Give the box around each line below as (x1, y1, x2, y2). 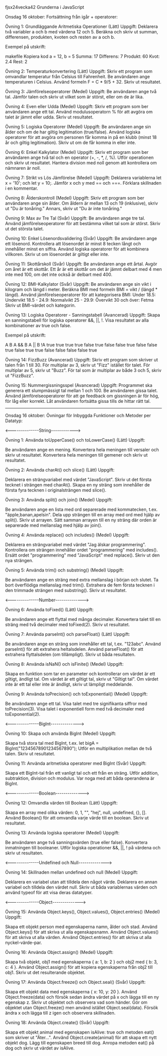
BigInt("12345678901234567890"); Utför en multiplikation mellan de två (5, 745, 153, 751)
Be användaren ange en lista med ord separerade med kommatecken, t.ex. (5, 506, 158, 512)
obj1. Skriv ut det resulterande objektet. (5, 969, 85, 975)
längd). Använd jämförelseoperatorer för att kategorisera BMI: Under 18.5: (5, 292, 156, 298)
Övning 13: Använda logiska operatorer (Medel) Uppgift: (5, 830, 120, 835)
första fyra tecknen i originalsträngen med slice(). (5, 487, 107, 493)
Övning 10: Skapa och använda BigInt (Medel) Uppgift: (5, 730, 117, 736)
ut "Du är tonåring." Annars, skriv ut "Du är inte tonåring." (5, 206, 122, 211)
